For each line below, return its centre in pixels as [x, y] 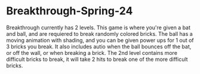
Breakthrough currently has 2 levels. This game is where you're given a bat [99, 27]
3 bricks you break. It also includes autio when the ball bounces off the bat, [99, 47]
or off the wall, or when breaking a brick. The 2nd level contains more [92, 53]
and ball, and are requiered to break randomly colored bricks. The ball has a [99, 33]
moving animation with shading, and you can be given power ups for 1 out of [100, 40]
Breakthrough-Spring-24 [70, 11]
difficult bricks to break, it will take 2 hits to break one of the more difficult [97, 59]
